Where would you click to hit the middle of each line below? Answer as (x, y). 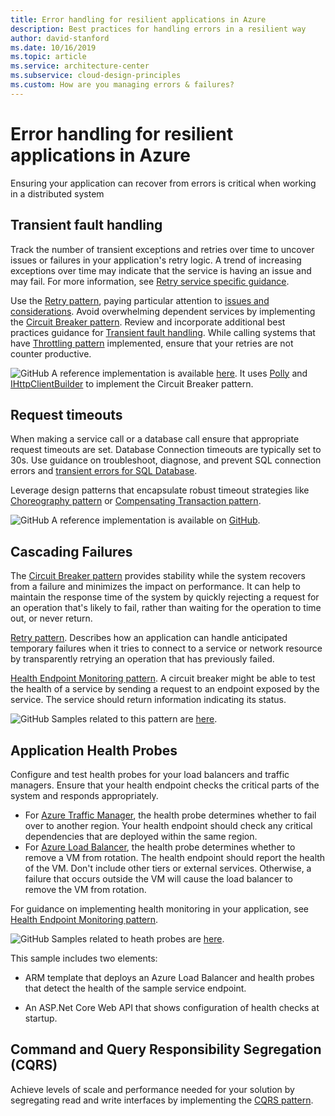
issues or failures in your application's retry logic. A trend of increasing (156, 260)
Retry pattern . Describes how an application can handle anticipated (149, 638)
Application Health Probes (94, 750)
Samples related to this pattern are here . (134, 719)
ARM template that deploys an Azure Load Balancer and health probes (169, 977)
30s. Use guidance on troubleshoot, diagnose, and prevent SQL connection (166, 460)
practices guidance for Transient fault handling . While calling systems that (163, 332)
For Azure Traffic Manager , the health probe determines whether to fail (170, 815)
